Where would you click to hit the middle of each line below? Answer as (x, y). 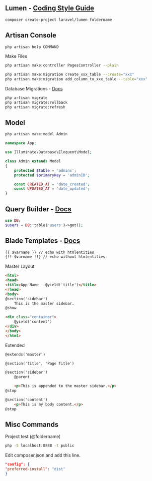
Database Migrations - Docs (34, 89)
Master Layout (20, 266)
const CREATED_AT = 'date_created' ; (52, 184)
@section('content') (27, 400)
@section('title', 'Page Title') (40, 363)
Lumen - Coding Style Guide (50, 8)
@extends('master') (25, 354)
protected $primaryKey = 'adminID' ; (52, 175)
